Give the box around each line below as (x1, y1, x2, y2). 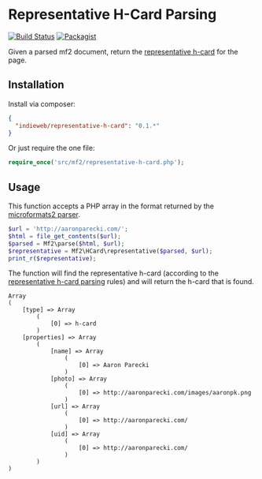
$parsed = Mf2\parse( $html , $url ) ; (8, 239, 125, 248)
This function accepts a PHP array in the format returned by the (8, 201, 215, 211)
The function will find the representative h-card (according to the (8, 268, 219, 278)
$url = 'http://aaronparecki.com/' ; (8, 225, 128, 234)
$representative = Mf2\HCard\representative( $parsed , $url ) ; (8, 247, 213, 255)
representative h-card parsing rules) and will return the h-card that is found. (8, 277, 254, 286)
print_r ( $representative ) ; (8, 254, 97, 262)
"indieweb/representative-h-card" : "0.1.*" (15, 122, 160, 129)
